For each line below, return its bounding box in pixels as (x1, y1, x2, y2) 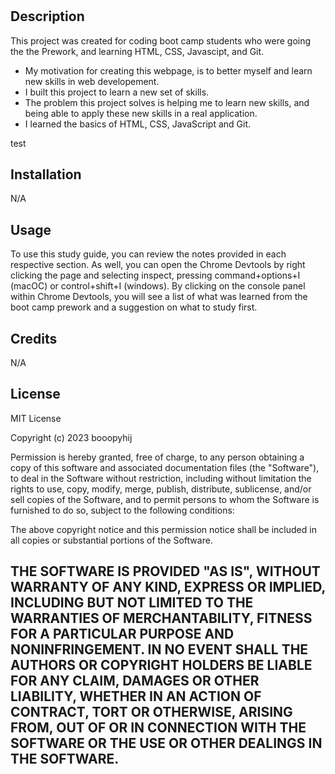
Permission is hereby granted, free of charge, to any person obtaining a (10, 451, 305, 463)
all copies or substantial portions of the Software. (10, 534, 213, 546)
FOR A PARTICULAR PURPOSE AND (10, 626, 235, 643)
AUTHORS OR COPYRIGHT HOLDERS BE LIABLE (10, 657, 313, 674)
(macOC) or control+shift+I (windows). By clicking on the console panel (10, 280, 306, 292)
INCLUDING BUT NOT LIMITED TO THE (10, 594, 254, 612)
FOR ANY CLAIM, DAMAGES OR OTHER (10, 673, 260, 690)
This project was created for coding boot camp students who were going (10, 34, 312, 47)
